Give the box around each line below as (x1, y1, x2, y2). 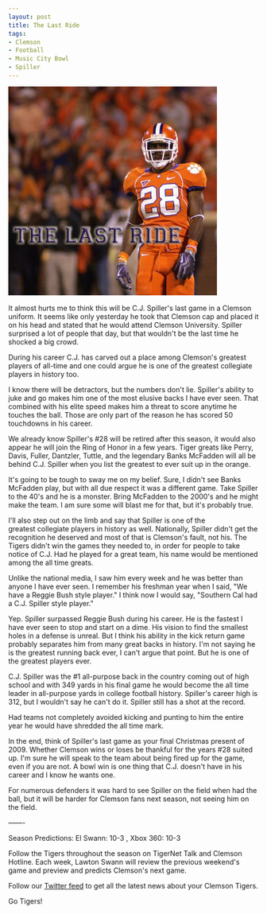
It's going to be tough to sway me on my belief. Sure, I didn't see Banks (8, 474, 242, 484)
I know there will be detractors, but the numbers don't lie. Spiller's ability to (8, 384, 254, 394)
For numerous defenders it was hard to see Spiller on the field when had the (8, 785, 257, 795)
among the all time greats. (8, 558, 94, 567)
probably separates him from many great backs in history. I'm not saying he (8, 639, 256, 648)
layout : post (8, 13, 52, 21)
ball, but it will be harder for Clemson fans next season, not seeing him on (8, 794, 250, 803)
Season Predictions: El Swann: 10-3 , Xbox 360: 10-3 (8, 833, 181, 842)
